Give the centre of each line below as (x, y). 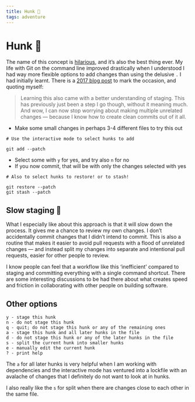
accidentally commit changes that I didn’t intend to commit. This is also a (93, 237)
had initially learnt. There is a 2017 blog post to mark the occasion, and (91, 81)
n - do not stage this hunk (40, 322)
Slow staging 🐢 (34, 210)
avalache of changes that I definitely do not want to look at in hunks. (88, 377)
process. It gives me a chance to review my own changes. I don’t (84, 231)
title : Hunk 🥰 (23, 11)
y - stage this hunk (31, 317)
